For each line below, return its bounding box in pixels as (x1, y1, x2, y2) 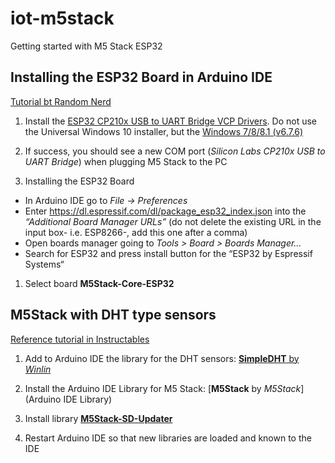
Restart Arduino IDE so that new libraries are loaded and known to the (24, 432, 312, 444)
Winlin (24, 363, 52, 375)
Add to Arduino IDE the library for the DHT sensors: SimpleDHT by (24, 352, 300, 364)
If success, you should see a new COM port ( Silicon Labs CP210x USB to (24, 145, 326, 157)
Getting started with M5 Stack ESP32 (10, 40, 163, 52)
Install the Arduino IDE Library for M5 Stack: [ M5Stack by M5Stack (24, 382, 302, 394)
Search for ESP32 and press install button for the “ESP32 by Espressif (24, 247, 313, 259)
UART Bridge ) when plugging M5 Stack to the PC (24, 155, 228, 167)
